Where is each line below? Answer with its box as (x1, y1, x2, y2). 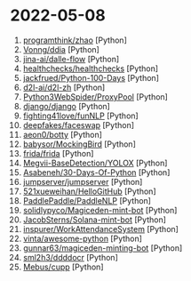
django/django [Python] (22, 100, 110, 111)
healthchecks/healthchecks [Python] (22, 63, 159, 74)
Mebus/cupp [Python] (22, 261, 105, 272)
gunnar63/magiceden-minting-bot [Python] (22, 242, 183, 253)
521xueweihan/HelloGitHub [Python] (22, 186, 156, 197)
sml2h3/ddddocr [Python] (22, 252, 119, 262)
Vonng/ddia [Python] (22, 44, 100, 54)
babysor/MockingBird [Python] (22, 139, 136, 149)
